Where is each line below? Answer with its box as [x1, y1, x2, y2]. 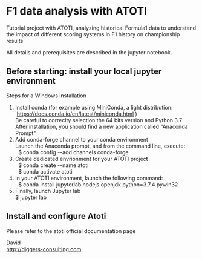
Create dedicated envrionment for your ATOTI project [15, 155, 148, 162]
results [6, 37, 24, 44]
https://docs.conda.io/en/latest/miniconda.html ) [16, 110, 137, 117]
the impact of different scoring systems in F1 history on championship [6, 30, 180, 38]
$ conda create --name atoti [18, 162, 89, 169]
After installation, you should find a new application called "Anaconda [15, 123, 189, 130]
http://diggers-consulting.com [6, 245, 82, 252]
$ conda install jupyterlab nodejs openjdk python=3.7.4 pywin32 [18, 180, 178, 188]
